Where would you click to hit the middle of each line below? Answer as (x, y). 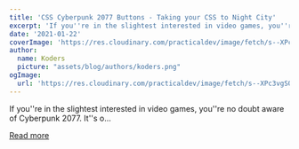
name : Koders (41, 59)
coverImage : (31, 42)
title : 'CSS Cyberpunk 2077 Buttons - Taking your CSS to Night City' (143, 17)
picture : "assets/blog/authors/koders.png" (99, 67)
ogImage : (25, 75)
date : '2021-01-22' (45, 34)
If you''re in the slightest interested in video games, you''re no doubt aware (147, 108)
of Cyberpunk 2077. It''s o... (60, 118)
